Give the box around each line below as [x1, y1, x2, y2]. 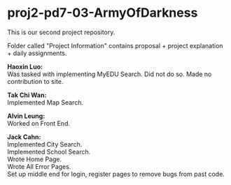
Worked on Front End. [7, 119, 70, 127]
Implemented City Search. [7, 140, 83, 148]
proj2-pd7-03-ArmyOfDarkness [7, 5, 198, 21]
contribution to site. [7, 77, 64, 85]
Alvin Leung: [7, 112, 45, 120]
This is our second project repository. [7, 28, 115, 36]
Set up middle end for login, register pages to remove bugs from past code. [7, 170, 225, 178]
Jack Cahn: [7, 133, 41, 141]
